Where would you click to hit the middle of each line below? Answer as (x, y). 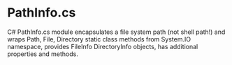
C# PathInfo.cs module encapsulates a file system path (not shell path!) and (116, 32)
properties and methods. (43, 54)
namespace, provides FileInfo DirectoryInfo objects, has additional (103, 46)
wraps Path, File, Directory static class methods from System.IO (99, 39)
